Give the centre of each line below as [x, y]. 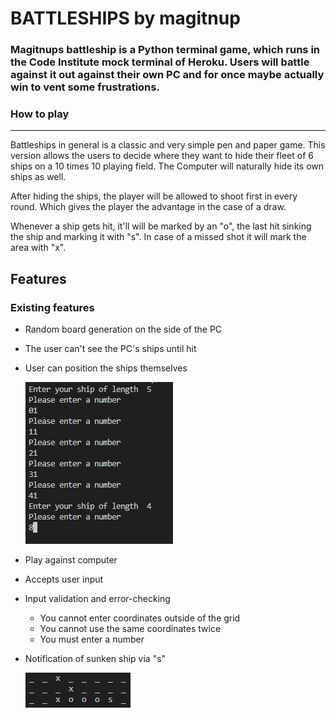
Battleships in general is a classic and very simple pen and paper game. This [168, 145]
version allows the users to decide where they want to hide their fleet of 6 [162, 156]
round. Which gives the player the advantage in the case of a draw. [148, 207]
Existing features [52, 307]
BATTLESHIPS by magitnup [125, 18]
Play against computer [71, 560]
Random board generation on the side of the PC [123, 329]
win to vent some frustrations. [85, 87]
